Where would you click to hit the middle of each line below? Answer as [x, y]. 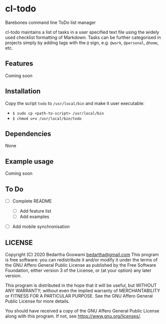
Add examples [35, 216]
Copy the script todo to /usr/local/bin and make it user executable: [75, 103]
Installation [23, 91]
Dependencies [28, 134]
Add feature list [35, 211]
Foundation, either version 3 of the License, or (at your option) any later [78, 270]
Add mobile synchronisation [41, 226]
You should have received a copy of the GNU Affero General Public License [82, 311]
